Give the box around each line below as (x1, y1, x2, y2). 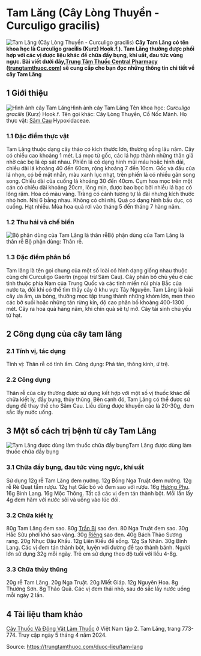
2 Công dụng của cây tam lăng (6, 329, 122, 339)
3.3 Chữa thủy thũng (6, 565, 68, 574)
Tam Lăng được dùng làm (128, 442, 192, 449)
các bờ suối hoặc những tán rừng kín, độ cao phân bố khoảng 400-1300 (6, 298, 185, 306)
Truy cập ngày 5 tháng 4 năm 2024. (17, 631, 107, 639)
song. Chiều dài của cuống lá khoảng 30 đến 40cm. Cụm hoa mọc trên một (6, 177, 193, 185)
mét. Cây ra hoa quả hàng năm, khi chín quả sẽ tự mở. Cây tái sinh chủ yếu (6, 305, 191, 312)
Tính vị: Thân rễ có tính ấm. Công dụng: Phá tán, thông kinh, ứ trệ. (6, 361, 170, 368)
